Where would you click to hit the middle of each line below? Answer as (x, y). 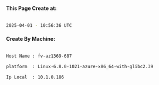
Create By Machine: (31, 38)
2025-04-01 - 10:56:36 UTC (39, 26)
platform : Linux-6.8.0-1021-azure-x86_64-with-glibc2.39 (80, 67)
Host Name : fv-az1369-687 (39, 56)
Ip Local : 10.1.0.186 (35, 77)
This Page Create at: (31, 8)
